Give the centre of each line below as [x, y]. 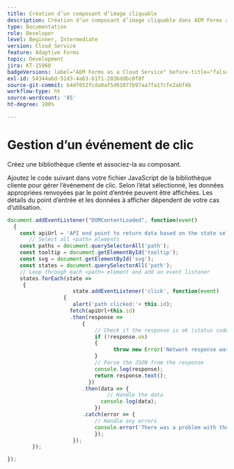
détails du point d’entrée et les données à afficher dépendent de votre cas [114, 200]
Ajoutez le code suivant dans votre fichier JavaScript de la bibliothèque [109, 178]
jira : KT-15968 [29, 66]
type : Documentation [37, 26]
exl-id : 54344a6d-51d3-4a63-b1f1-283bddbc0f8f [76, 78]
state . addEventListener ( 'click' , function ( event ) [146, 291]
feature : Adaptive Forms [43, 53]
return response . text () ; [131, 376]
